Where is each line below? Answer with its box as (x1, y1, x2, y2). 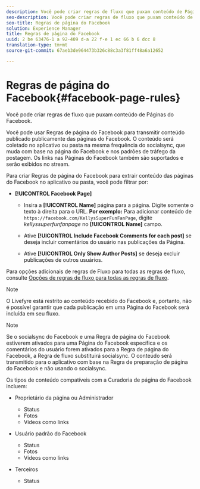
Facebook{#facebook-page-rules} (6, 91, 181, 104)
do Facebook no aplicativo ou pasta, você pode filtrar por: (6, 178, 149, 185)
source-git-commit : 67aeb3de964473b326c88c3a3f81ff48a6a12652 (6, 48, 164, 54)
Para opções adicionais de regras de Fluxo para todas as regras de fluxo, (6, 268, 186, 275)
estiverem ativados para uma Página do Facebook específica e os (6, 339, 168, 346)
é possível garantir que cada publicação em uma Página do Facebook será (6, 304, 189, 311)
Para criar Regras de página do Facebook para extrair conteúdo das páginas (6, 172, 193, 179)
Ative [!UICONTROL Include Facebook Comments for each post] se (23, 232, 192, 239)
